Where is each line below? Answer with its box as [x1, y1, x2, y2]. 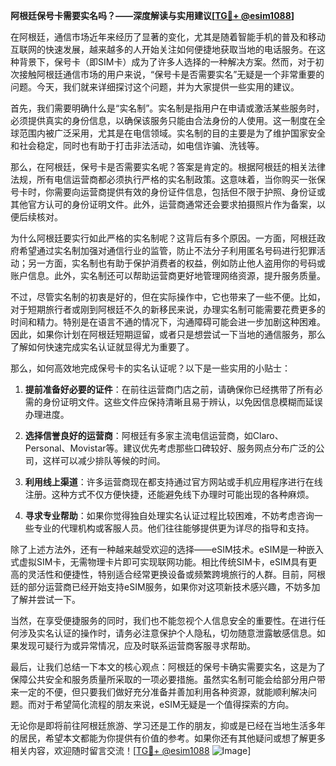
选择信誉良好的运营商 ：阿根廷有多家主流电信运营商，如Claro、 [24, 430, 284, 441]
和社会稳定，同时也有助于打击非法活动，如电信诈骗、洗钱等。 [10, 140, 265, 151]
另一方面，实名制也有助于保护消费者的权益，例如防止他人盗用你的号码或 [27, 257, 326, 269]
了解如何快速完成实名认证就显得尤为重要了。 [10, 341, 195, 353]
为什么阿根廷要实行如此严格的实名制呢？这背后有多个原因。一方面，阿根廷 [10, 232, 317, 244]
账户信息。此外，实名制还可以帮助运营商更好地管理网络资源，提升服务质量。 [10, 270, 326, 281]
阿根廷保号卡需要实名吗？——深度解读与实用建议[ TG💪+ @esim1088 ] [10, 10, 295, 21]
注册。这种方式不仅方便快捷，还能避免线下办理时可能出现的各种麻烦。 [24, 489, 315, 500]
